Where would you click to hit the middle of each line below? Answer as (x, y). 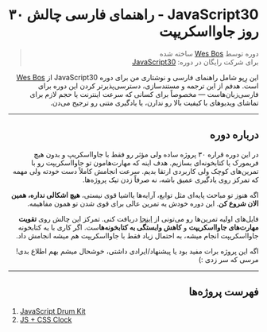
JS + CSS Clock (46, 319)
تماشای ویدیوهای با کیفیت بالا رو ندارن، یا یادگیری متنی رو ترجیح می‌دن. (155, 102)
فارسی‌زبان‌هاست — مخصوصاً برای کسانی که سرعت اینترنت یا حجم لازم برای (144, 94)
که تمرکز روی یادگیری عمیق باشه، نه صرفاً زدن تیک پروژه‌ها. (170, 180)
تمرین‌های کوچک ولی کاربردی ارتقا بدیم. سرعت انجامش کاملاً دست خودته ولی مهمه (135, 171)
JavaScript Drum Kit (52, 311)
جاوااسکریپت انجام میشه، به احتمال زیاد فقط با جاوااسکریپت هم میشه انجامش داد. (137, 235)
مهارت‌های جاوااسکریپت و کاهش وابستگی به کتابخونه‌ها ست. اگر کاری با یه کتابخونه (138, 227)
